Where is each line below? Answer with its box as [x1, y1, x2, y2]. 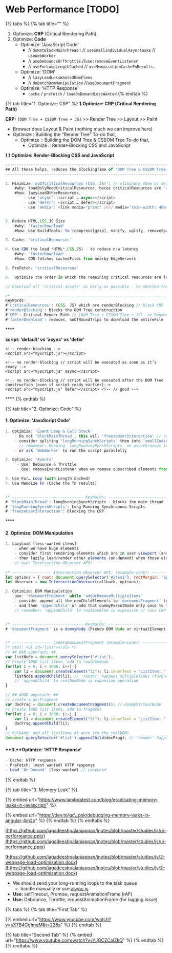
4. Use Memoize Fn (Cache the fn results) [5, 481, 97, 486]
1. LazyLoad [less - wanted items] [5, 541, 77, 546]
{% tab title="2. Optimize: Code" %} [5, 406, 81, 412]
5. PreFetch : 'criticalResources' [5, 265, 79, 271]
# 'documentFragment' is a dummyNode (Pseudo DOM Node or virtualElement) [5, 626, 168, 632]
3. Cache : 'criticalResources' [5, 237, 72, 242]
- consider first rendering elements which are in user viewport [14, 551, 157, 556]
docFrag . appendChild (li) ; [14, 721, 70, 726]
